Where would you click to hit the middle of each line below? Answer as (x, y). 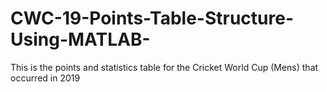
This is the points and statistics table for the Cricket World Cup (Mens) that (164, 67)
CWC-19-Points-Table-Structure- (152, 18)
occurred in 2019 (45, 78)
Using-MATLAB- (80, 39)
